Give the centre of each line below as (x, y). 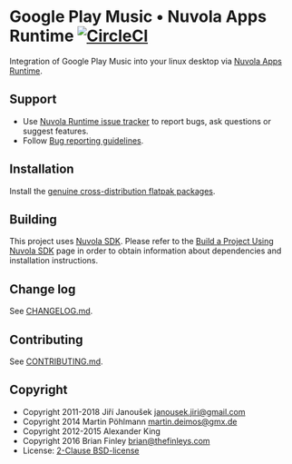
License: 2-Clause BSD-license (81, 450)
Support (33, 99)
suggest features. (55, 131)
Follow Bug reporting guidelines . (83, 140)
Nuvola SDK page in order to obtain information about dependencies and (146, 251)
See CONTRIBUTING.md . (56, 361)
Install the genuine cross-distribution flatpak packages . (112, 191)
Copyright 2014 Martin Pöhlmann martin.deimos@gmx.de (130, 421)
